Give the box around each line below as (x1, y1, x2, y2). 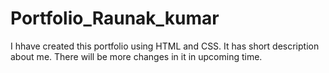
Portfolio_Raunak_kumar (10, 7, 220, 30)
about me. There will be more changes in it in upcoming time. (10, 50, 263, 62)
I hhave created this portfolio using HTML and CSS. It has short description (10, 40, 320, 52)
